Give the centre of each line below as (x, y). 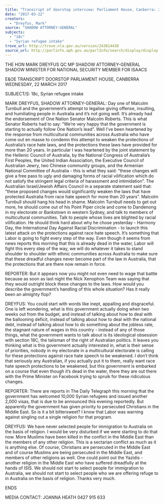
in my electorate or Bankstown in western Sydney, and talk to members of (79, 212)
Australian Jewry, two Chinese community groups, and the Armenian (74, 165)
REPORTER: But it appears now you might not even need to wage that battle (81, 273)
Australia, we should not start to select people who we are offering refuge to (82, 473)
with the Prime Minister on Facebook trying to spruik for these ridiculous (78, 376)
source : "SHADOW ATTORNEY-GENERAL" (41, 28)
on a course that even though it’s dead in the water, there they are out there (81, 371)
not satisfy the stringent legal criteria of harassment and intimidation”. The (80, 181)
